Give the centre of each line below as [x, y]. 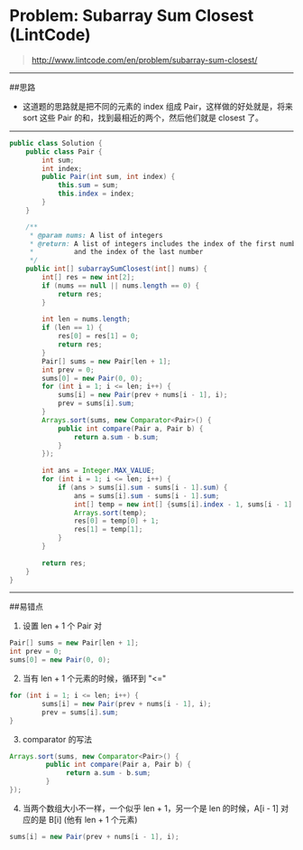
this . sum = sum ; [88, 185]
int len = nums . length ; [86, 319]
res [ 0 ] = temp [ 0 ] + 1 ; [116, 521]
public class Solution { [56, 143]
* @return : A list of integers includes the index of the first [153, 244]
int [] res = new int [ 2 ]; [88, 278]
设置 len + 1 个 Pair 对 [62, 626]
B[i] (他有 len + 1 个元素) [93, 819]
